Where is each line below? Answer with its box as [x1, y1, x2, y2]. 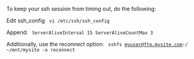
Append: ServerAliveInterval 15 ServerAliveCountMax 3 [6, 29, 153, 36]
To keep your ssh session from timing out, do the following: [6, 5, 157, 12]
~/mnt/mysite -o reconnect [6, 47, 76, 53]
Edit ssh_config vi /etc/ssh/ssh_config [6, 17, 110, 24]
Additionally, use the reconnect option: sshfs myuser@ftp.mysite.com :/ [6, 41, 188, 47]
